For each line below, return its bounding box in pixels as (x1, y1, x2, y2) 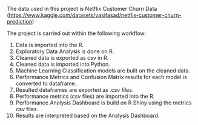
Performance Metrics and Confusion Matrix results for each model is (15, 74, 187, 80)
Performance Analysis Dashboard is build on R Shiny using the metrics (15, 99, 192, 106)
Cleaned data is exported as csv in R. (15, 54, 109, 61)
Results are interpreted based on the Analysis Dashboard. (15, 112, 160, 119)
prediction (7, 18, 33, 25)
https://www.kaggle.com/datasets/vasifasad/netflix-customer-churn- (8, 11, 182, 19)
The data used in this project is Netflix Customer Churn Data (7, 5, 157, 12)
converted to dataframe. (15, 80, 77, 87)
